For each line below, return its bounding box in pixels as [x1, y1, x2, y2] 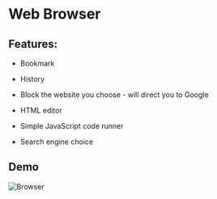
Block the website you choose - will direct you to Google [19, 90, 209, 99]
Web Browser [8, 5, 101, 23]
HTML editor [19, 106, 62, 115]
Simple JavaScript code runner [19, 121, 124, 130]
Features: [8, 37, 58, 51]
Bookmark [19, 58, 55, 68]
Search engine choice [19, 137, 94, 146]
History [19, 74, 45, 83]
